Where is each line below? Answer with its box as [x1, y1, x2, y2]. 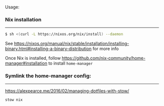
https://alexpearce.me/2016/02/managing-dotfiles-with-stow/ [5, 88, 129, 94]
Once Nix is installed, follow [5, 55, 61, 61]
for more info [92, 46, 119, 52]
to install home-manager [48, 60, 93, 66]
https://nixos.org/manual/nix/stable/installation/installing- [14, 41, 129, 47]
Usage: [5, 4, 20, 10]
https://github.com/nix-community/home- [61, 55, 145, 61]
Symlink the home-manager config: [5, 72, 91, 79]
